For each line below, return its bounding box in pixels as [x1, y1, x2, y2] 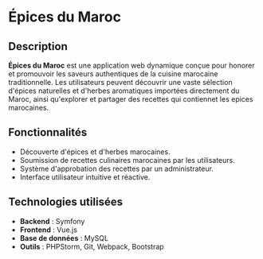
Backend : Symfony [19, 216, 85, 226]
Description [8, 40, 68, 53]
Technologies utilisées [8, 195, 124, 209]
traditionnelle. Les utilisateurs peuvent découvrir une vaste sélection [8, 78, 233, 87]
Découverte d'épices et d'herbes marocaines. [19, 147, 171, 157]
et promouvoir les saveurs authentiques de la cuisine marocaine [8, 69, 218, 79]
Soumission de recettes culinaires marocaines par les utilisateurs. [19, 155, 235, 164]
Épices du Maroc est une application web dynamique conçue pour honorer [8, 60, 255, 70]
